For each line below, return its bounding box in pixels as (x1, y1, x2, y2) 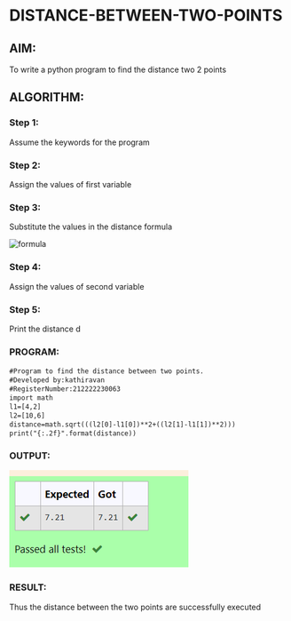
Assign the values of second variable (9, 281, 145, 291)
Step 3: (9, 201, 42, 213)
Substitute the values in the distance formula (9, 221, 173, 232)
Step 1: (9, 116, 39, 129)
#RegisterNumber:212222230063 (9, 385, 122, 394)
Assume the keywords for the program (9, 137, 151, 147)
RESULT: (9, 581, 47, 593)
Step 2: (9, 159, 42, 171)
